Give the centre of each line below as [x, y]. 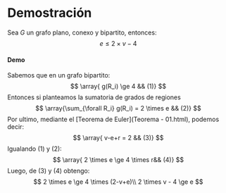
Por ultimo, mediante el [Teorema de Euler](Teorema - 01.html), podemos [113, 119]
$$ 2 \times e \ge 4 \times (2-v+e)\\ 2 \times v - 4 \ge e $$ [118, 182]
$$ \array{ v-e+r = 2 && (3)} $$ [118, 138]
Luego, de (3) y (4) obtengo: [49, 171]
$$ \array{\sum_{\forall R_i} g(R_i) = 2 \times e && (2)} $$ [118, 108]
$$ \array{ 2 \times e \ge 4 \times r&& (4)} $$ [118, 160]
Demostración [50, 13]
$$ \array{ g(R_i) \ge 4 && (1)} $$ [118, 87]
